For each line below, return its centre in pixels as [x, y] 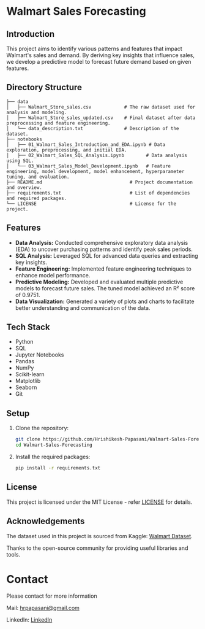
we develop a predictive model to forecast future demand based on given [99, 62]
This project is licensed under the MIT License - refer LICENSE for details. [99, 502]
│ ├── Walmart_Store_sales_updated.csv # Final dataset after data [101, 118]
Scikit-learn [30, 374]
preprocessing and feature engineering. [59, 123]
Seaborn [26, 387]
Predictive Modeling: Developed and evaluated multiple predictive [99, 282]
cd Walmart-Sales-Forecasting [54, 445]
